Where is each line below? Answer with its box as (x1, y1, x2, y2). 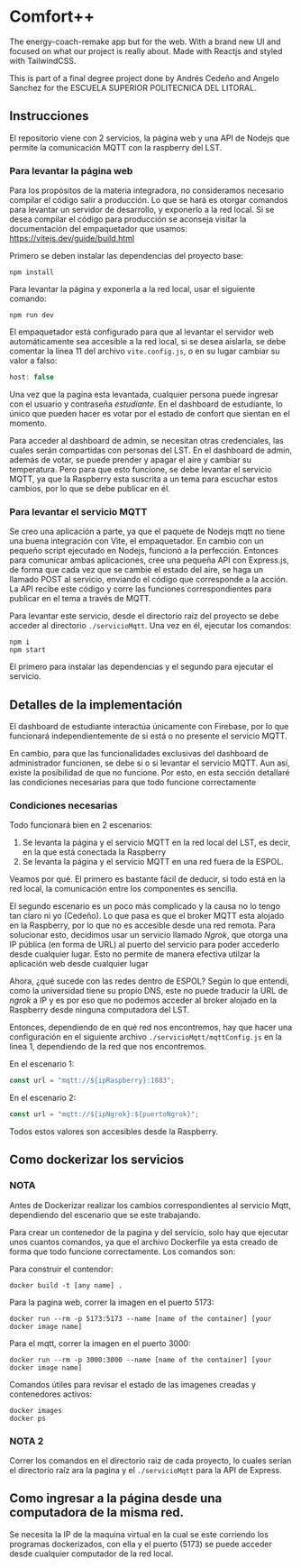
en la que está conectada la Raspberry (22, 847, 167, 857)
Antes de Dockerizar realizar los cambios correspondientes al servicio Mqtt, (9, 1199, 291, 1210)
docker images (9, 1406, 63, 1415)
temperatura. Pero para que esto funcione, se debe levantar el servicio (9, 463, 272, 474)
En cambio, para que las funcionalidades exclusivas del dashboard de (9, 748, 269, 759)
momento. (9, 417, 48, 428)
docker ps (9, 1414, 47, 1423)
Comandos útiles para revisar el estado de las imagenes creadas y (9, 1379, 257, 1389)
